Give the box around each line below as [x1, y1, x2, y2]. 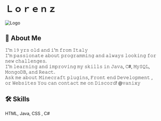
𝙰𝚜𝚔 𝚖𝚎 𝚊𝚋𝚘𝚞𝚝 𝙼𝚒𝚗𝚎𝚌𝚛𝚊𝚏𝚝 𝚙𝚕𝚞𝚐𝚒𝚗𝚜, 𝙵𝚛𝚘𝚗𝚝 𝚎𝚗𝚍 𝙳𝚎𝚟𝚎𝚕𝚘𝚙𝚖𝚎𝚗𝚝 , [5, 74, 153, 80]
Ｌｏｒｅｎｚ [5, 3, 57, 15]
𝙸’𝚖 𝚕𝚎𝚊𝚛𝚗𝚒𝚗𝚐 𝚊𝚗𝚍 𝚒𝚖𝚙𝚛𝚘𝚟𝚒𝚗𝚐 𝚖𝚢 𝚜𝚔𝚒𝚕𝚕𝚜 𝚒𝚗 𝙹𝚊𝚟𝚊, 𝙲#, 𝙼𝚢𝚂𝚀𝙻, [5, 63, 150, 69]
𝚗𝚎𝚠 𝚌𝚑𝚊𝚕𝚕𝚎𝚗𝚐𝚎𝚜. [5, 58, 47, 64]
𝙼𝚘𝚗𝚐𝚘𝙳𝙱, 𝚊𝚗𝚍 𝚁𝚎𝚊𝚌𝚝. [5, 69, 55, 75]
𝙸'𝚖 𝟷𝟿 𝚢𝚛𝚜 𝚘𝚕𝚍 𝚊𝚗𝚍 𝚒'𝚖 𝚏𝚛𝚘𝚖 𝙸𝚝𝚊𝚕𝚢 [5, 47, 88, 53]
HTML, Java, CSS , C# [5, 110, 50, 116]
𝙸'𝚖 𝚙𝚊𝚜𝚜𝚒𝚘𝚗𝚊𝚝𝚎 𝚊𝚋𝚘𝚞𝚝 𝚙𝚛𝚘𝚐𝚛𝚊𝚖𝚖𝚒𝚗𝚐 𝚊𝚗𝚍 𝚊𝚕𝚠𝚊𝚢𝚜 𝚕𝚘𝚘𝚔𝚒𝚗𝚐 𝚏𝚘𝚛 [5, 52, 157, 58]
